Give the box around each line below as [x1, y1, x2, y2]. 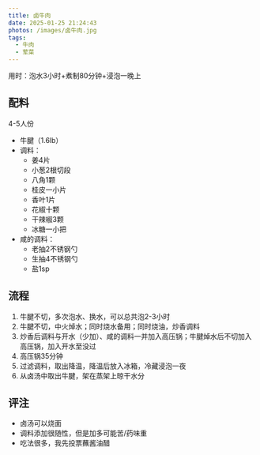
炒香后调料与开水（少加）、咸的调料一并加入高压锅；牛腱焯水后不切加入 [19, 331, 252, 340]
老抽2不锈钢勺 [31, 244, 78, 254]
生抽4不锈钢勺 [31, 254, 78, 263]
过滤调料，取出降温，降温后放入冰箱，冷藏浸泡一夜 [19, 361, 187, 370]
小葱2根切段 [31, 165, 71, 175]
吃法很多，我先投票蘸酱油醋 [19, 438, 111, 448]
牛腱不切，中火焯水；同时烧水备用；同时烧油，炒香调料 [19, 322, 200, 331]
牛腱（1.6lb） [19, 135, 63, 145]
